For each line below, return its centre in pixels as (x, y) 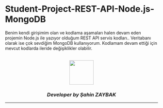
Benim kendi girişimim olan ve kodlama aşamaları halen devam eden (73, 33)
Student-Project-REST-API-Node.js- (80, 9)
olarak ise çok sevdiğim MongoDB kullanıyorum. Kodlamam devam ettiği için (81, 43)
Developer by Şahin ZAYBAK (81, 94)
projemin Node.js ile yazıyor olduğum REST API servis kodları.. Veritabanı (78, 38)
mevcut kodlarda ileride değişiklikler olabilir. (49, 48)
